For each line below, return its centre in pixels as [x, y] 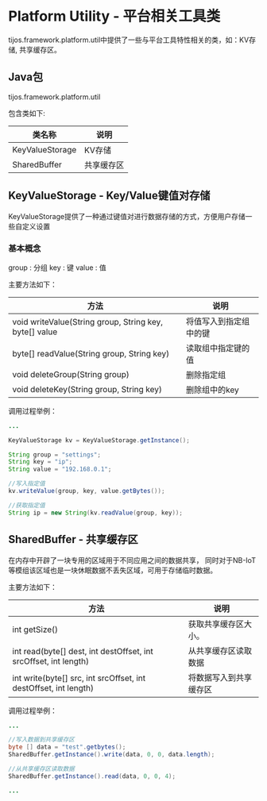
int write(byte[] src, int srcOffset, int [79, 678]
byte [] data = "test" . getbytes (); [67, 747]
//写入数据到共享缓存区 [42, 740]
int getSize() [35, 630]
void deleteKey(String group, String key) [87, 389]
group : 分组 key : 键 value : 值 [58, 268]
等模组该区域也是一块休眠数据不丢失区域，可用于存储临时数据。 [112, 570]
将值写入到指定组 [218, 321]
